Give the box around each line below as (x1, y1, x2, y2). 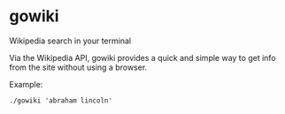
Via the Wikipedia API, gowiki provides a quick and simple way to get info (9, 52, 276, 63)
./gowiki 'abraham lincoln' (9, 95, 113, 105)
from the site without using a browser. (9, 62, 148, 72)
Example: (9, 79, 43, 89)
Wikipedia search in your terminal (9, 35, 131, 46)
